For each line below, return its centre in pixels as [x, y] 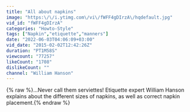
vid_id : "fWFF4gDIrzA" [34, 23]
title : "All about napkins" [41, 12]
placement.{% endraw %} [38, 103]
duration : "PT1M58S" [32, 51]
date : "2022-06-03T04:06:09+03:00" [51, 40]
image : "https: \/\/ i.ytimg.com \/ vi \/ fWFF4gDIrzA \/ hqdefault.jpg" [89, 17]
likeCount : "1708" [29, 62]
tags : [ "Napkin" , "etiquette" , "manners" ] [58, 34]
